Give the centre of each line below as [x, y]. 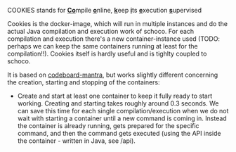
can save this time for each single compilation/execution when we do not [123, 111]
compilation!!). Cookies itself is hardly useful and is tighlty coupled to [107, 53]
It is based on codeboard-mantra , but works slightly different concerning [113, 75]
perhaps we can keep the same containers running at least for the [103, 46]
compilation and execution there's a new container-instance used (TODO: [113, 39]
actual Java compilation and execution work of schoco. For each [101, 31]
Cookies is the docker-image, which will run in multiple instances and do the [118, 24]
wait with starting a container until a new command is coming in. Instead [122, 118]
